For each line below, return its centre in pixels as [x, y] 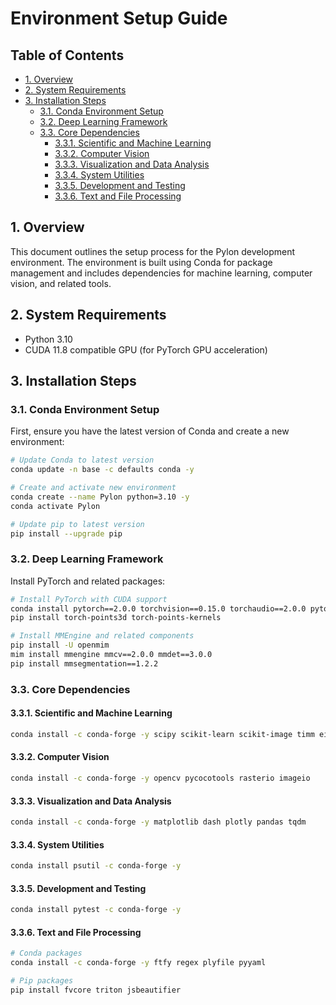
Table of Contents [67, 55]
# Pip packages [42, 981]
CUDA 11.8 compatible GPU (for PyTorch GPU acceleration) [146, 349]
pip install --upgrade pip [66, 533]
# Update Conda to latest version [82, 460]
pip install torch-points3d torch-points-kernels [116, 618]
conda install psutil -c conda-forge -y [96, 866]
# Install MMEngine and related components [102, 636]
